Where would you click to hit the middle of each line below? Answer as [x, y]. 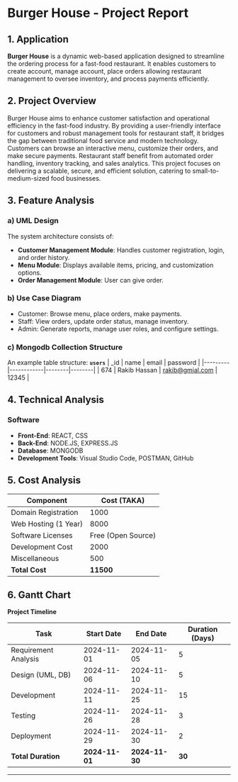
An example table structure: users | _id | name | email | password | [104, 363]
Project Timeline [32, 612]
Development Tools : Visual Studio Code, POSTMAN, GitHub [106, 458]
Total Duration [35, 756]
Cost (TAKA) [123, 500]
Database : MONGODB [50, 450]
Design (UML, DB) [41, 675]
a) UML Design [33, 221]
